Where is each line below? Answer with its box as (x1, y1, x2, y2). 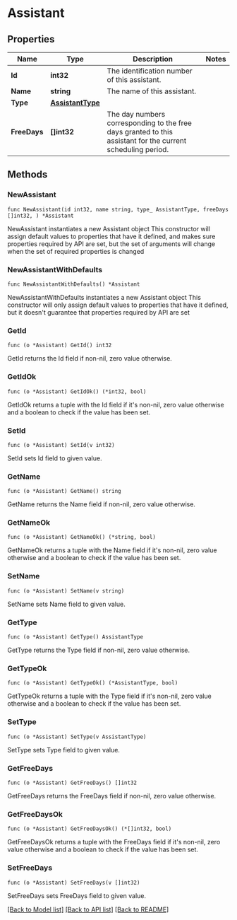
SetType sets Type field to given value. (7, 745, 120, 754)
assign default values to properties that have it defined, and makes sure (7, 232, 216, 240)
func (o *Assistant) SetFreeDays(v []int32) (7, 879, 140, 886)
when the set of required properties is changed (7, 247, 145, 255)
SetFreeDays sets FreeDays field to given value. (7, 891, 147, 899)
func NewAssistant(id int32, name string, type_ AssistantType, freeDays (7, 206, 229, 213)
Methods (7, 168, 48, 181)
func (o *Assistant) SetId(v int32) (7, 441, 115, 448)
